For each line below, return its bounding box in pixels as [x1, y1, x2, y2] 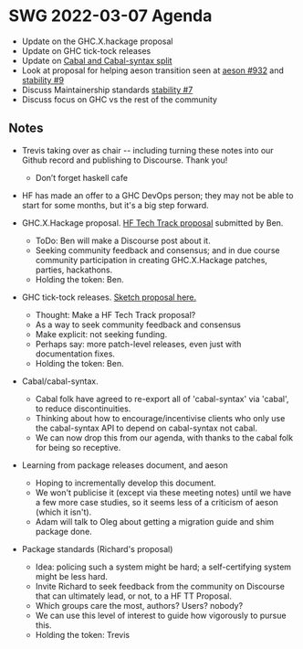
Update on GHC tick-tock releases [21, 45, 151, 56]
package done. [35, 526, 92, 537]
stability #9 [21, 74, 65, 85]
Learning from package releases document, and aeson [21, 459, 229, 471]
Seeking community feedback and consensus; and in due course [35, 244, 280, 256]
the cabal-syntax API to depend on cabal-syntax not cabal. [35, 422, 257, 433]
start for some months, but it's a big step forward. [21, 199, 209, 210]
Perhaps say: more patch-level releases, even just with [35, 338, 242, 349]
